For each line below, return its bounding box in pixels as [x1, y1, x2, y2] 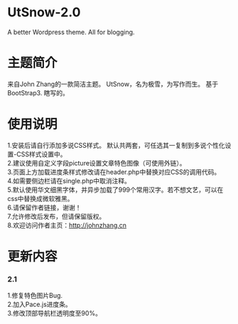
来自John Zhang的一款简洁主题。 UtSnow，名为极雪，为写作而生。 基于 [7, 80, 219, 88]
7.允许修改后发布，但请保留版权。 [7, 212, 106, 220]
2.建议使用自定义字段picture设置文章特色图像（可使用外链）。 [7, 158, 186, 167]
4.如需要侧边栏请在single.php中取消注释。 [7, 176, 131, 185]
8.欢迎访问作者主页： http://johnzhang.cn [7, 221, 126, 229]
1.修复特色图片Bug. [7, 291, 63, 300]
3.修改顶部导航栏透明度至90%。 [7, 309, 102, 318]
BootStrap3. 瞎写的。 [7, 88, 70, 97]
